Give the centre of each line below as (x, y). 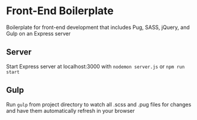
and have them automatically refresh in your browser (70, 111)
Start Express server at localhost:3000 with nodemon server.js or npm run (96, 66)
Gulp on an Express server (38, 33)
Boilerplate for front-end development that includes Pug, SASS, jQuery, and (98, 27)
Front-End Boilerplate (60, 11)
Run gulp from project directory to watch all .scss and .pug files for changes (99, 104)
